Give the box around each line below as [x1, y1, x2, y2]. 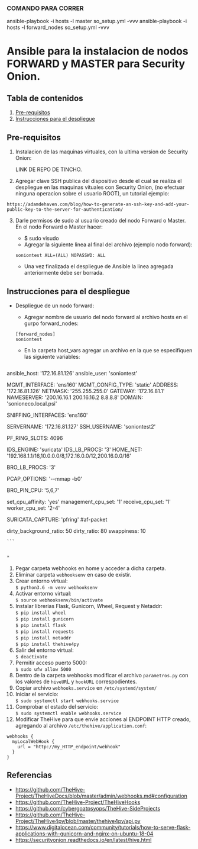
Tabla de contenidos [7, 93, 83, 103]
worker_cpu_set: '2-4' [7, 504, 60, 512]
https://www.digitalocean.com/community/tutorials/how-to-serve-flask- [15, 824, 191, 831]
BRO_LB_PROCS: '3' [7, 464, 56, 471]
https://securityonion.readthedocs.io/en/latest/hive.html [15, 836, 152, 843]
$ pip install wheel [15, 610, 66, 616]
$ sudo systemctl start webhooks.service [15, 697, 119, 704]
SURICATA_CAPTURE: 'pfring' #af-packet [7, 516, 108, 523]
